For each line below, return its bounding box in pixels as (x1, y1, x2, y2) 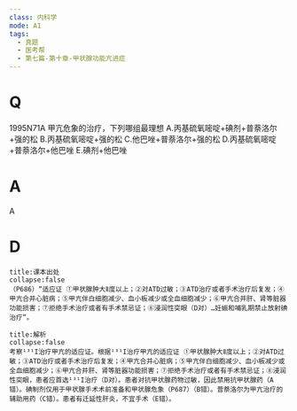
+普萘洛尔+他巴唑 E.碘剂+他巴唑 (9, 144, 128, 155)
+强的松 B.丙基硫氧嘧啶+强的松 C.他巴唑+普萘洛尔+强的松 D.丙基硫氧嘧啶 (9, 134, 277, 144)
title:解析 (9, 330, 47, 339)
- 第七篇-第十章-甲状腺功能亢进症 (17, 54, 126, 63)
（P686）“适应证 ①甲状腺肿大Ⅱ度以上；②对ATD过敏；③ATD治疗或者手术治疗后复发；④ (9, 284, 285, 293)
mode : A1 (9, 21, 42, 30)
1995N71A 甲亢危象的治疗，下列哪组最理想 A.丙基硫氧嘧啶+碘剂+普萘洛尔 (9, 122, 277, 133)
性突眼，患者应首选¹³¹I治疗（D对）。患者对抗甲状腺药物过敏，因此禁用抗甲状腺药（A (9, 376, 274, 384)
